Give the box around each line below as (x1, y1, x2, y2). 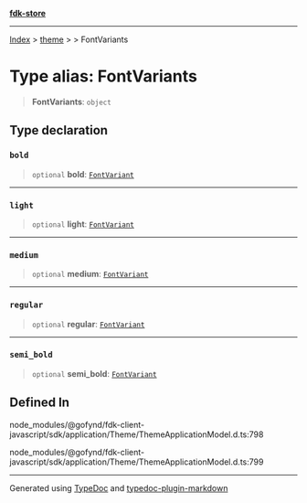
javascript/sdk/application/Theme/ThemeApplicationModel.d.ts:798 (9, 429, 264, 440)
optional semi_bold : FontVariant (31, 368, 157, 379)
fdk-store (9, 8, 47, 18)
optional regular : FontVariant (31, 318, 145, 329)
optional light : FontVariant (31, 219, 135, 230)
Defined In (9, 395, 70, 411)
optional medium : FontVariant (31, 269, 149, 280)
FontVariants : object (31, 96, 111, 107)
